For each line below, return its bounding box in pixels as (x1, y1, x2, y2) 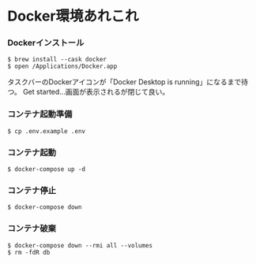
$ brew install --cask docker (7, 56, 107, 64)
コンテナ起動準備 (7, 109, 73, 120)
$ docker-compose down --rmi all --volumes (7, 241, 153, 249)
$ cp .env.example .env (7, 127, 86, 135)
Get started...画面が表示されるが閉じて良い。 (22, 87, 170, 97)
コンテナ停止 (7, 185, 57, 195)
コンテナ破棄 (7, 223, 57, 234)
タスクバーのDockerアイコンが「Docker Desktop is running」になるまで (7, 77, 242, 87)
